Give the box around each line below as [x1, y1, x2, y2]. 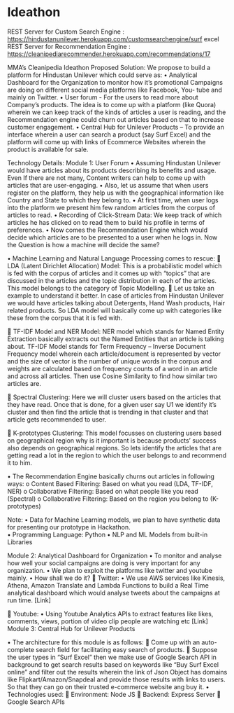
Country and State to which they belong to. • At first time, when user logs [7, 195, 219, 204]
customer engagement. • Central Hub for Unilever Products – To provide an [7, 123, 225, 131]
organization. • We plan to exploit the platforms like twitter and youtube [7, 566, 213, 574]
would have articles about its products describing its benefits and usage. [7, 166, 217, 174]
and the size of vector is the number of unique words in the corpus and [7, 356, 212, 365]
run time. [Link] [7, 596, 51, 604]
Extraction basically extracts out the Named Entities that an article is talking [7, 334, 225, 343]
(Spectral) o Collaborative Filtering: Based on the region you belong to [7, 494, 209, 503]
